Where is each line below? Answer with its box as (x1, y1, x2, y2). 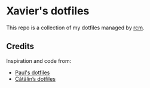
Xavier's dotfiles (6, 4, 90, 18)
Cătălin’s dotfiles (14, 75, 56, 82)
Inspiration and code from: (6, 57, 72, 64)
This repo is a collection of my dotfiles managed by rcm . (6, 24, 145, 31)
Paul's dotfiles (14, 69, 50, 76)
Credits (6, 41, 35, 51)
